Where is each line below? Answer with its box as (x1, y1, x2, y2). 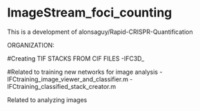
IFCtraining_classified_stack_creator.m (7, 82, 117, 90)
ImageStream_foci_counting (7, 5, 172, 21)
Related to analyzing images (7, 95, 88, 104)
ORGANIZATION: (7, 41, 55, 49)
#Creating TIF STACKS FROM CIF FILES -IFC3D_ (7, 54, 145, 63)
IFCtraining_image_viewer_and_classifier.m (7, 74, 129, 83)
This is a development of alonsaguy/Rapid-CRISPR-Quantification (7, 28, 193, 36)
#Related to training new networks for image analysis (7, 68, 159, 76)
